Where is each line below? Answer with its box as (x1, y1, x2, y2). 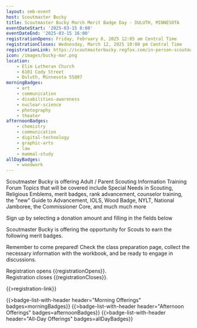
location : (6, 58, 30, 64)
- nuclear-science (16, 101, 62, 108)
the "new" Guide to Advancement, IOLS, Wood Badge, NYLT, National (6, 197, 175, 204)
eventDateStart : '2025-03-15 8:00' (6, 25, 93, 31)
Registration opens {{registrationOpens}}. (6, 267, 107, 274)
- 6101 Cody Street (16, 69, 64, 75)
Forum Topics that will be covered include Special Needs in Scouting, (6, 184, 174, 191)
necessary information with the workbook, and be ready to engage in (6, 250, 173, 257)
